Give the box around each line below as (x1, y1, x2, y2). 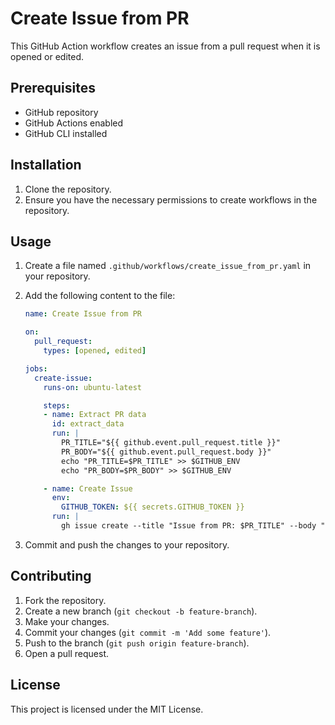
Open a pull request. (24, 647, 110, 659)
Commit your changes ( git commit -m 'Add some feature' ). (24, 626, 272, 638)
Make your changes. (24, 615, 110, 627)
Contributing (10, 568, 92, 585)
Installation (10, 157, 82, 174)
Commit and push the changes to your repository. (24, 538, 230, 551)
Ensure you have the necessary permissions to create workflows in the (24, 193, 318, 206)
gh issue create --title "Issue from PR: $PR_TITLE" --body (61, 521, 317, 531)
